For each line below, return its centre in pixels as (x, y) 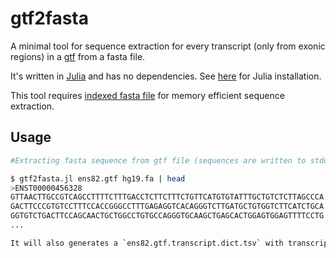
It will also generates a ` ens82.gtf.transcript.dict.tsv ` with (147, 243)
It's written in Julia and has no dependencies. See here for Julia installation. (166, 76)
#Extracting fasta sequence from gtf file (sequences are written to (158, 160)
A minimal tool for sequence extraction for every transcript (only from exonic (168, 46)
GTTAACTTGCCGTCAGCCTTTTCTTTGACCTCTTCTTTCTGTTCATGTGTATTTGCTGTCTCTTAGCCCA (167, 197)
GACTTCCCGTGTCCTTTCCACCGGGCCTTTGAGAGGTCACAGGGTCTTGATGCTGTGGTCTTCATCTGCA (167, 207)
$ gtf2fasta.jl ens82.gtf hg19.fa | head (98, 178)
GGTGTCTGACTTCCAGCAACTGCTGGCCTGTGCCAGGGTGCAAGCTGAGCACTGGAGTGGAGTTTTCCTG (167, 216)
